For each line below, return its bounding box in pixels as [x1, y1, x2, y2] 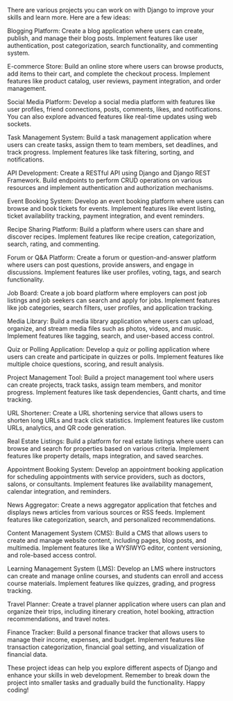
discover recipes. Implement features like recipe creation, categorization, [7, 232, 216, 241]
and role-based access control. [7, 551, 97, 559]
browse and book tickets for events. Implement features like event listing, [7, 205, 216, 212]
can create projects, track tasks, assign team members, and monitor [7, 381, 202, 389]
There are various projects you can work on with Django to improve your [7, 6, 214, 14]
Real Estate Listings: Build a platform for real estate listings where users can [7, 437, 224, 445]
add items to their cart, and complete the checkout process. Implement [7, 69, 210, 78]
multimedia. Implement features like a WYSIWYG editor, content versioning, [7, 544, 223, 552]
